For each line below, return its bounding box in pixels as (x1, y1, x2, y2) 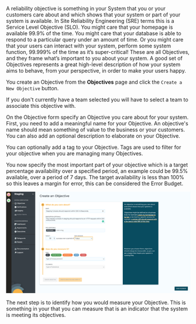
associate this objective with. (6, 103, 76, 109)
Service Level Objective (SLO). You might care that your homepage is (6, 23, 173, 30)
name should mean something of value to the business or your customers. (6, 126, 185, 133)
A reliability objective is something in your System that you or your (6, 5, 166, 12)
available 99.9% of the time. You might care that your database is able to (6, 30, 181, 37)
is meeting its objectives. (6, 312, 66, 319)
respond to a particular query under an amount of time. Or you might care (6, 36, 184, 43)
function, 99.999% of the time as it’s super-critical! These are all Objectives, (6, 49, 190, 55)
